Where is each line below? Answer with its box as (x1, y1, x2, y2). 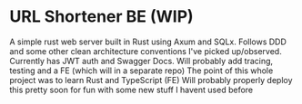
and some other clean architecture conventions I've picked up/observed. (9, 45, 282, 56)
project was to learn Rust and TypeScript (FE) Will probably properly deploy (9, 74, 293, 85)
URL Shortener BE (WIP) (9, 6, 194, 27)
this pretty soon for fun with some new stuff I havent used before (9, 84, 254, 95)
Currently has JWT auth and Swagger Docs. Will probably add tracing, (9, 55, 274, 66)
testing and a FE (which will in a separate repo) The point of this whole (9, 65, 274, 76)
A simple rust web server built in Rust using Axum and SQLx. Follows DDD (9, 36, 287, 47)
